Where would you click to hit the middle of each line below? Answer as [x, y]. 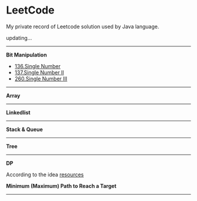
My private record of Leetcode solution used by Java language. [83, 26]
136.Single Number [38, 66]
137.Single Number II [39, 72]
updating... [19, 38]
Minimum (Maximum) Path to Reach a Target [61, 186]
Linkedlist [18, 112]
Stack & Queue [24, 129]
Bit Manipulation [26, 55]
